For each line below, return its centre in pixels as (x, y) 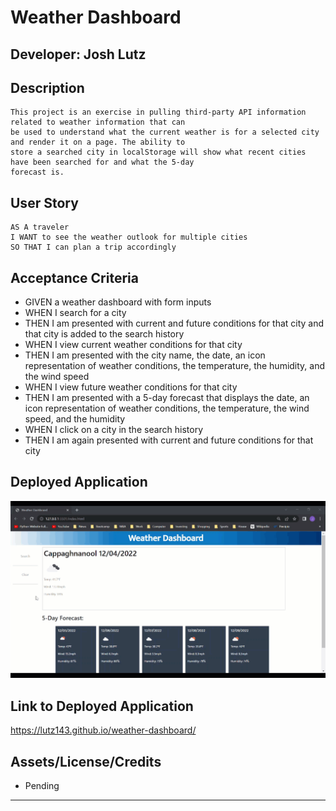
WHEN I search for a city (75, 313)
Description (47, 87)
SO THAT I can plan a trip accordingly (93, 247)
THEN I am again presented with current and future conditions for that (169, 440)
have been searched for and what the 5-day (102, 162)
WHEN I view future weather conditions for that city (131, 387)
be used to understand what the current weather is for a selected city (165, 132)
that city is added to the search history (104, 334)
